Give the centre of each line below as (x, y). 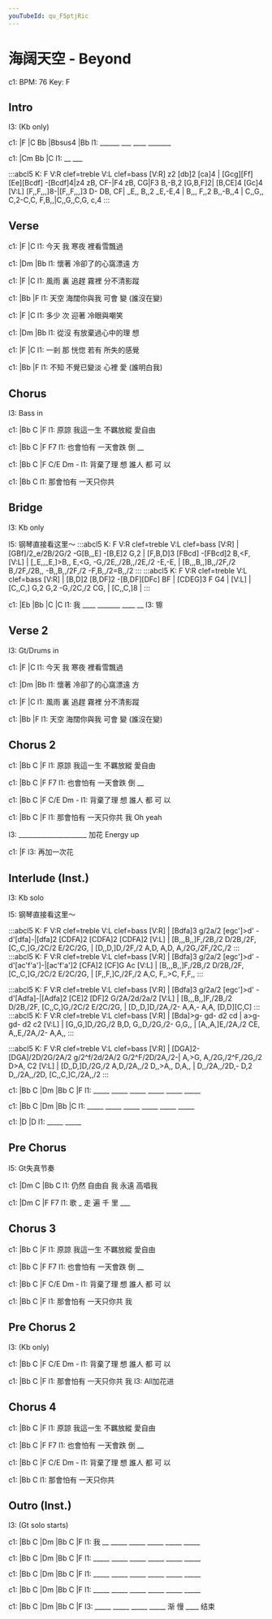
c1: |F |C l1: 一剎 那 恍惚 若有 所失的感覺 (74, 350)
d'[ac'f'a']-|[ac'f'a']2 (43, 966)
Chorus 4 (32, 1407)
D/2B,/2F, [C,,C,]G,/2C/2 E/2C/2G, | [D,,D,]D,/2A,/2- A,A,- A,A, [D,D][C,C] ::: (134, 1007)
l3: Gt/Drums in (34, 650)
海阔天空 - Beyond (70, 59)
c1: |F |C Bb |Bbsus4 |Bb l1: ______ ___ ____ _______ (90, 142)
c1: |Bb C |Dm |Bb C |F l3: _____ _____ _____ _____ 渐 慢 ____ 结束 (112, 1607)
